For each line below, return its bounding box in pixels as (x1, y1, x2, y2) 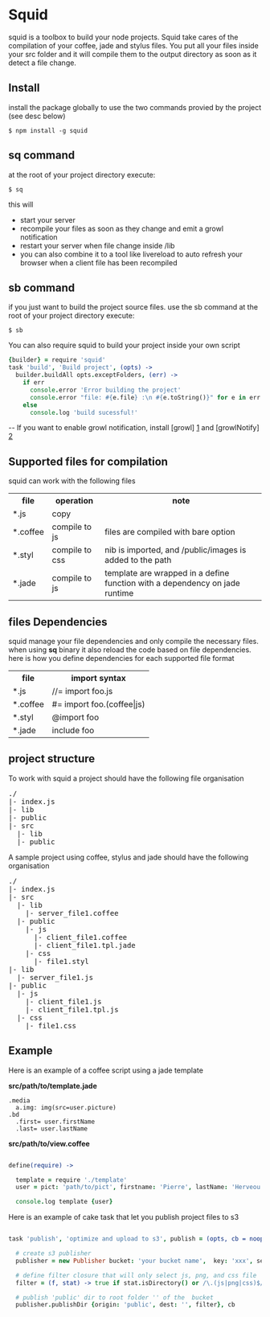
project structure (8, 752, 96, 765)
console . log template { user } (15, 1198, 113, 1206)
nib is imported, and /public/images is (104, 544, 247, 556)
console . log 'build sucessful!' (29, 408, 138, 416)
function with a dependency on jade (104, 577, 241, 589)
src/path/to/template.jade (8, 1081, 98, 1090)
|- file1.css (25, 1021, 76, 1030)
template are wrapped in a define (104, 568, 230, 579)
